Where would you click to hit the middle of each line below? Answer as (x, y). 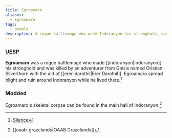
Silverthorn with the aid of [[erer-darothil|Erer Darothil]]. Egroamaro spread (84, 74)
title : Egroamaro (24, 10)
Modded (16, 93)
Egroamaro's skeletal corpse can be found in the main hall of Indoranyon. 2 (84, 105)
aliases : (15, 15)
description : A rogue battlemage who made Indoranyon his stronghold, (82, 34)
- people (19, 29)
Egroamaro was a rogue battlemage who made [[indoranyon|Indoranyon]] (83, 63)
